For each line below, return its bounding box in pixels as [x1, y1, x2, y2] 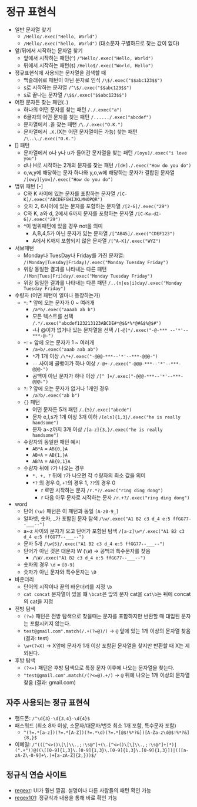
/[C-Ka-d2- [135, 210, 162, 217]
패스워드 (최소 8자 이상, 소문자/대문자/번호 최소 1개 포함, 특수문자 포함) [14, 722, 176, 729]
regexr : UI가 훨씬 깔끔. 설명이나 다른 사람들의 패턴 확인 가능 [14, 786, 152, 793]
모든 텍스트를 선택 [32, 312, 74, 319]
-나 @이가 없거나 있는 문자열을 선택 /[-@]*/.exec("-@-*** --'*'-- [32, 326, 189, 333]
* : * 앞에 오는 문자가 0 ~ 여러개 [23, 299, 95, 306]
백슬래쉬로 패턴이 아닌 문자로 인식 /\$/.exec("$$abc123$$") [23, 76, 163, 83]
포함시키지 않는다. [29, 620, 71, 627]
